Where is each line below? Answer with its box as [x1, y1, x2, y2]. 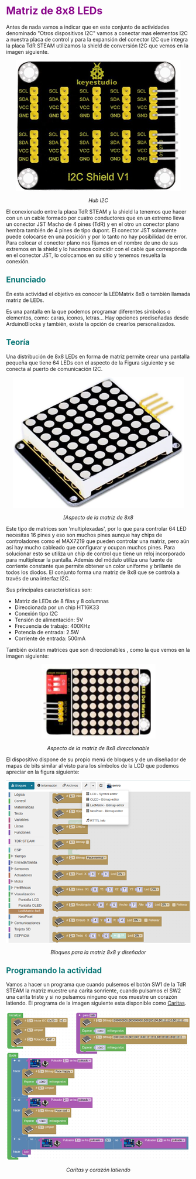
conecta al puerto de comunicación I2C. [6, 365, 103, 372]
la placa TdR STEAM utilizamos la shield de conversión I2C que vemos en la [6, 42, 189, 49]
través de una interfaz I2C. [6, 575, 70, 582]
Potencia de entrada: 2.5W [14, 628, 79, 635]
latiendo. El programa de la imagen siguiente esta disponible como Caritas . [6, 999, 187, 1007]
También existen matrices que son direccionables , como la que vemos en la [6, 646, 190, 653]
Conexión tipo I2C [14, 610, 59, 617]
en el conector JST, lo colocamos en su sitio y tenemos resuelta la [6, 252, 166, 259]
